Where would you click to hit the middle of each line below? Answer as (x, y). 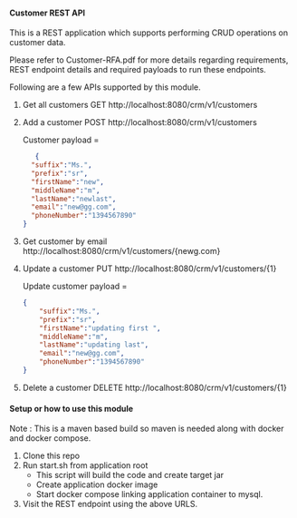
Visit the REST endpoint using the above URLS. (110, 504)
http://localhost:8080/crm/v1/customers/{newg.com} (121, 251)
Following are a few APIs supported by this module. (105, 87)
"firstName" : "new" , (68, 181)
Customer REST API (48, 13)
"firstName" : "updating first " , (100, 328)
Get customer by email (65, 241)
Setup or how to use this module (72, 408)
